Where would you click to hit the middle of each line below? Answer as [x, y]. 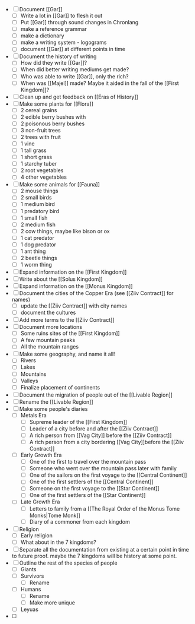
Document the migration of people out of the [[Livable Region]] [96, 395]
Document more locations [51, 327]
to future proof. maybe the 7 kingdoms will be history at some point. [94, 556]
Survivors [32, 576]
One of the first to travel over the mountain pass [88, 462]
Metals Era [34, 415]
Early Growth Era [41, 455]
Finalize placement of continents [60, 387]
